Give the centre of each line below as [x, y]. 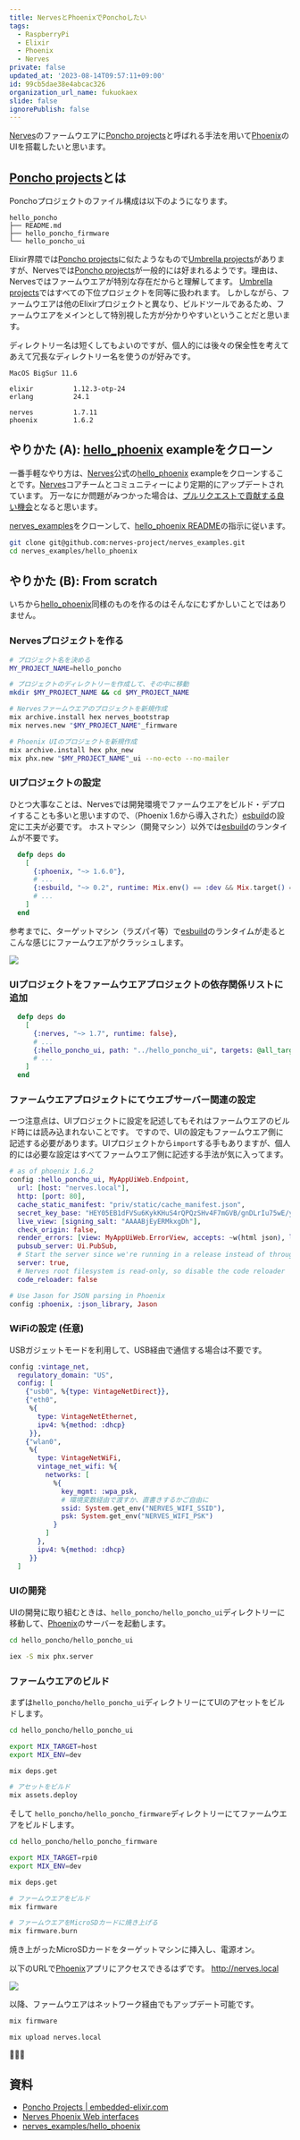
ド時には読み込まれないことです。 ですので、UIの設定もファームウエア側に [146, 1132]
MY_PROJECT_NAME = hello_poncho [66, 668]
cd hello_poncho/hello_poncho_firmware [83, 1842]
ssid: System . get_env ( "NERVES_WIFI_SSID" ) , [143, 1508]
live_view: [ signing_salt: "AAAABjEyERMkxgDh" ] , [109, 1221]
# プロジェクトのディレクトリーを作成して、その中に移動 [99, 684]
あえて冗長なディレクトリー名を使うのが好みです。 [102, 357]
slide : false [33, 101]
